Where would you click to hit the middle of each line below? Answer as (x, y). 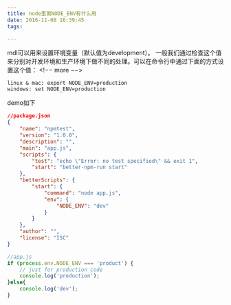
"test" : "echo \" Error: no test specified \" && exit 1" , (115, 161)
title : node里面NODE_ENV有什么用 (52, 13)
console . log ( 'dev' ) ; (49, 289)
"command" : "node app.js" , (82, 193)
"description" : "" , (47, 141)
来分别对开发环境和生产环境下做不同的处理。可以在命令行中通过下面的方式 (112, 61)
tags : (15, 26)
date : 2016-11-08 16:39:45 (46, 20)
